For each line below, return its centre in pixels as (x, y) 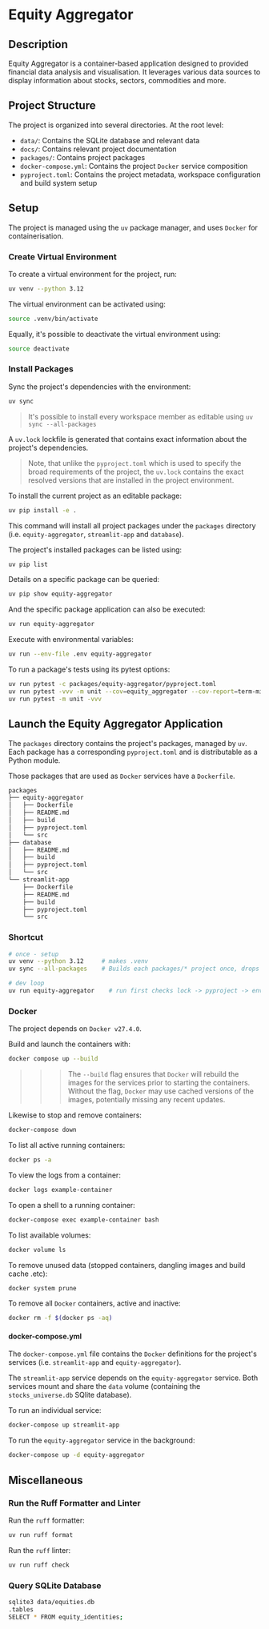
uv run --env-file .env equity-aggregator (80, 654)
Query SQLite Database (55, 1585)
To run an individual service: (55, 1410)
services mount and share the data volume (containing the (104, 1386)
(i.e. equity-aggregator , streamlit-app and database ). (96, 534)
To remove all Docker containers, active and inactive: (95, 1303)
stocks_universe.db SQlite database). (70, 1395)
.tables (21, 1609)
